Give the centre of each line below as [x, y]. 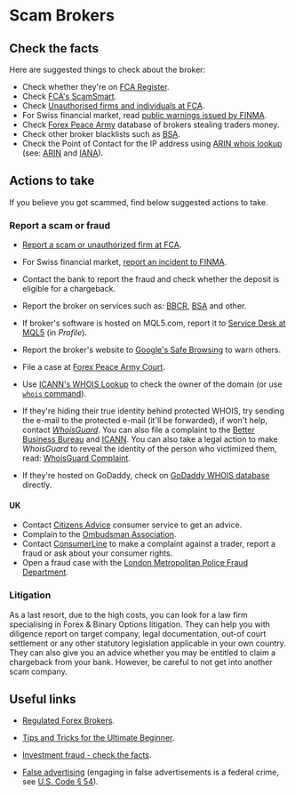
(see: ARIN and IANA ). [63, 153]
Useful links [43, 699]
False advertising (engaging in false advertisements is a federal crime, [151, 772]
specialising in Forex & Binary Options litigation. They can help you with [140, 624]
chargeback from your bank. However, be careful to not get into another [141, 662]
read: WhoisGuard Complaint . [76, 458]
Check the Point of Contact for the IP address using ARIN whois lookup [152, 144]
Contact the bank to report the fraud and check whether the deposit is [151, 279]
